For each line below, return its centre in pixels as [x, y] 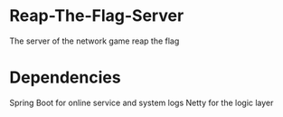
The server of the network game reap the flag [94, 41]
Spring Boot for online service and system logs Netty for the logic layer [141, 102]
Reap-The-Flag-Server [97, 16]
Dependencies [65, 78]
